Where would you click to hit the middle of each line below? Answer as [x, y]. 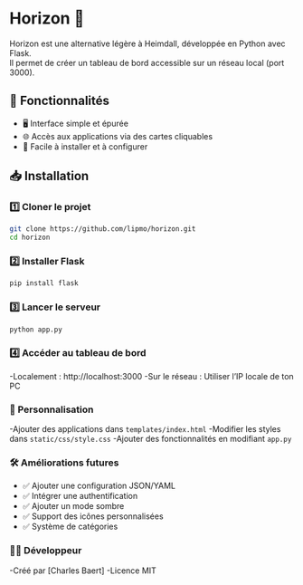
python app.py [36, 330]
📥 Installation [49, 176]
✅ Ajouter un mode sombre [73, 506]
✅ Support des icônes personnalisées [93, 516]
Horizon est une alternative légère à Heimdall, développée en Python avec [148, 43]
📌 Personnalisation [52, 409]
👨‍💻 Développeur [46, 551]
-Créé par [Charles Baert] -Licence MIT [83, 571]
